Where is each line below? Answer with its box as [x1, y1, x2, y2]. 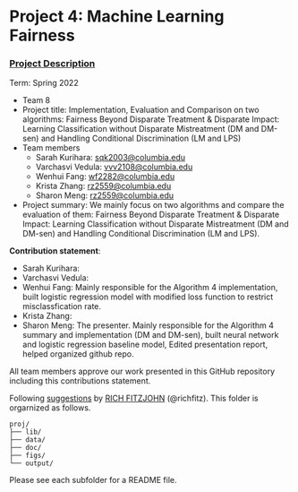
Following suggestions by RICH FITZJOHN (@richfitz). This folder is [9, 393, 259, 404]
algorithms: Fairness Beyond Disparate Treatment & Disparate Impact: [21, 114, 280, 125]
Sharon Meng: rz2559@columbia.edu [35, 190, 175, 201]
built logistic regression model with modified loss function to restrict [21, 291, 274, 302]
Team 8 [21, 95, 51, 106]
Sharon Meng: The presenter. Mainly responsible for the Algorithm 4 [21, 320, 275, 331]
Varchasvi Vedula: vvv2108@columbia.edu [35, 161, 193, 172]
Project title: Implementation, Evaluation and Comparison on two [21, 105, 260, 116]
